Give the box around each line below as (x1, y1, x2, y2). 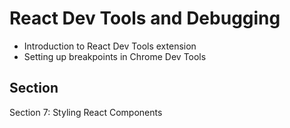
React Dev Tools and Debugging (9, 7, 281, 30)
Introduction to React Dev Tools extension (23, 40, 197, 52)
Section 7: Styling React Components (9, 106, 163, 118)
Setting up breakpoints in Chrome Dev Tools (23, 50, 207, 62)
